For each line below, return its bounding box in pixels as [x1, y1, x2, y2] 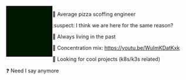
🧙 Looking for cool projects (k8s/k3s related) [52, 56, 160, 63]
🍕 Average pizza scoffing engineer [52, 11, 136, 17]
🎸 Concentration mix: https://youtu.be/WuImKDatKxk [52, 45, 180, 51]
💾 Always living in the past [52, 33, 116, 40]
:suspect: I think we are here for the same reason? [52, 22, 174, 28]
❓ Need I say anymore [6, 67, 59, 74]
